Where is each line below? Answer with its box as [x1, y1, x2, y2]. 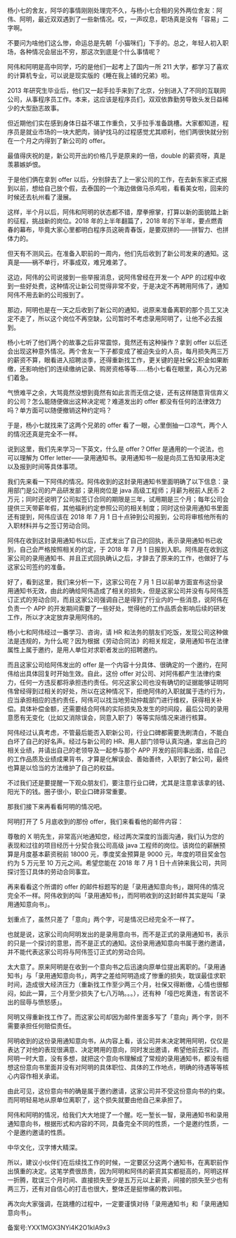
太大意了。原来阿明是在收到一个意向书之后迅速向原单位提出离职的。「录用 [7, 962, 220, 971]
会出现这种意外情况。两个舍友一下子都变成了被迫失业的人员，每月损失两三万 [7, 347, 229, 355]
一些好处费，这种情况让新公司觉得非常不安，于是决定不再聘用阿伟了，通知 [13, 282, 229, 290]
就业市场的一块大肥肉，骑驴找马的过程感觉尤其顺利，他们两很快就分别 [25, 128, 229, 136]
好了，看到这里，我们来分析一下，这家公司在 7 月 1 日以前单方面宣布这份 [7, 578, 218, 586]
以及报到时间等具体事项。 [7, 462, 81, 471]
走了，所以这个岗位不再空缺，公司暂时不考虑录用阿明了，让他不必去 [19, 314, 216, 323]
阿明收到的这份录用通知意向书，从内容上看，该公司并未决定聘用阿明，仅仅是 [7, 1036, 229, 1045]
